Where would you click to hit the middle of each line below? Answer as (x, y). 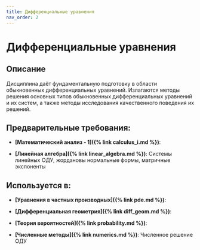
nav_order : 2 (22, 17)
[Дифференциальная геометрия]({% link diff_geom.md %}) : (93, 212)
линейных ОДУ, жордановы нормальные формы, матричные (93, 160)
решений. (19, 109)
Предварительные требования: (69, 127)
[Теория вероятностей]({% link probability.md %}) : (81, 223)
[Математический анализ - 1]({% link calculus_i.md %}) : (88, 142)
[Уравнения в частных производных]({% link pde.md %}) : (90, 200)
